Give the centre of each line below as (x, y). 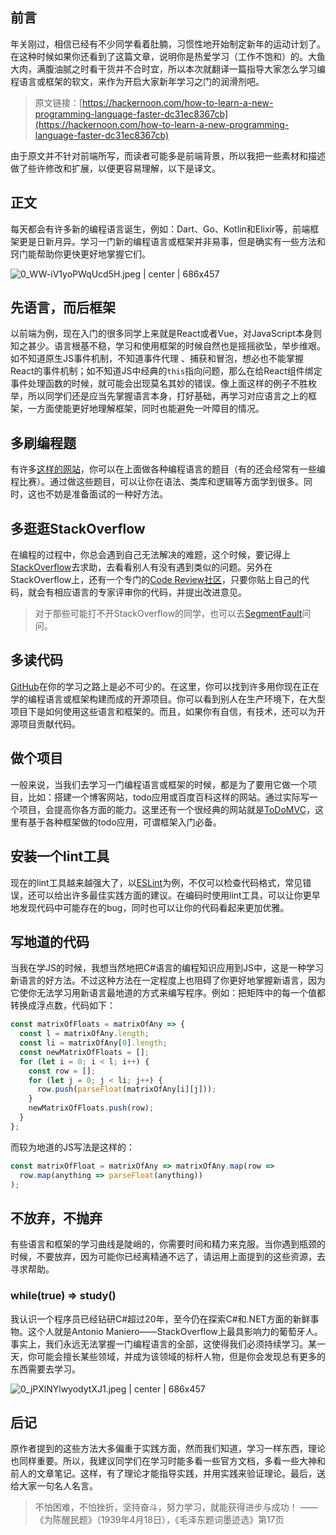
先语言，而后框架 (63, 308)
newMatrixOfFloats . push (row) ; (91, 1108)
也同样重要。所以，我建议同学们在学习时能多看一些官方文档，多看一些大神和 (168, 1461)
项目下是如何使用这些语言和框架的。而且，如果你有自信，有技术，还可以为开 (168, 711)
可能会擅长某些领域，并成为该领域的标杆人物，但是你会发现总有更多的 (181, 1356)
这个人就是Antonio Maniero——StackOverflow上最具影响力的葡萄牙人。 (175, 1331)
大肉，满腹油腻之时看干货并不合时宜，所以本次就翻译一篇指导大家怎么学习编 (168, 69)
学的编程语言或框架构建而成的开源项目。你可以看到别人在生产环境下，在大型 (168, 699)
